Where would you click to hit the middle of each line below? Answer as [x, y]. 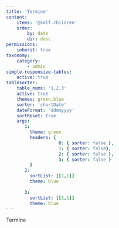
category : [29, 61]
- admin [36, 66]
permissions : [22, 45]
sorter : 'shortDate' [42, 105]
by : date [38, 34]
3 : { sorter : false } [85, 160]
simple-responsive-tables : [39, 72]
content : [17, 17]
